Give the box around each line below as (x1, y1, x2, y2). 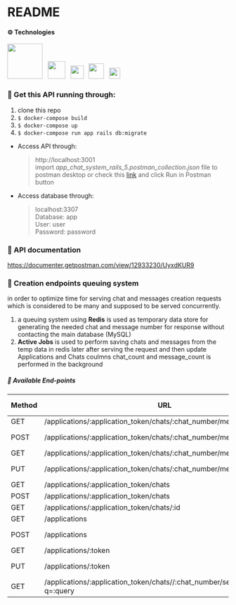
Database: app (34, 212, 78, 221)
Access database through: (17, 191, 94, 200)
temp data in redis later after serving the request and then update (17, 345, 207, 354)
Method (11, 401, 38, 411)
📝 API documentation (7, 245, 81, 255)
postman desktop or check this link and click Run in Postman (34, 170, 211, 179)
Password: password (34, 227, 96, 236)
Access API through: (17, 142, 77, 150)
